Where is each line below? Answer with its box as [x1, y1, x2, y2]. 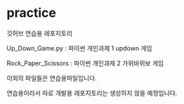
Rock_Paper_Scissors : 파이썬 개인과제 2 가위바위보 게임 [6, 58, 164, 67]
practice [6, 5, 57, 21]
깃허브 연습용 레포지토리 [6, 29, 73, 37]
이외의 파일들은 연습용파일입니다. [6, 74, 98, 82]
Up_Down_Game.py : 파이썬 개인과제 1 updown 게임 [6, 44, 152, 52]
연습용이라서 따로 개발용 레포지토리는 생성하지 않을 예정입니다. [6, 89, 178, 97]
